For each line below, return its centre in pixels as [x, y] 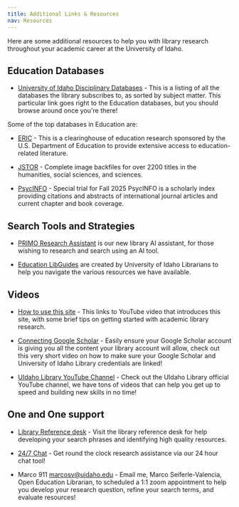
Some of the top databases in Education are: [73, 125]
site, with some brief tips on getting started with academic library [113, 319]
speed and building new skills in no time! [77, 392]
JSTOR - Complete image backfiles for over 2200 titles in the [107, 167]
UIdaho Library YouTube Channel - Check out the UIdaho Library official [123, 377]
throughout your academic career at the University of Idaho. [95, 48]
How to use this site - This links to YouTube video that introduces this [119, 311]
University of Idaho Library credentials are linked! [90, 363]
